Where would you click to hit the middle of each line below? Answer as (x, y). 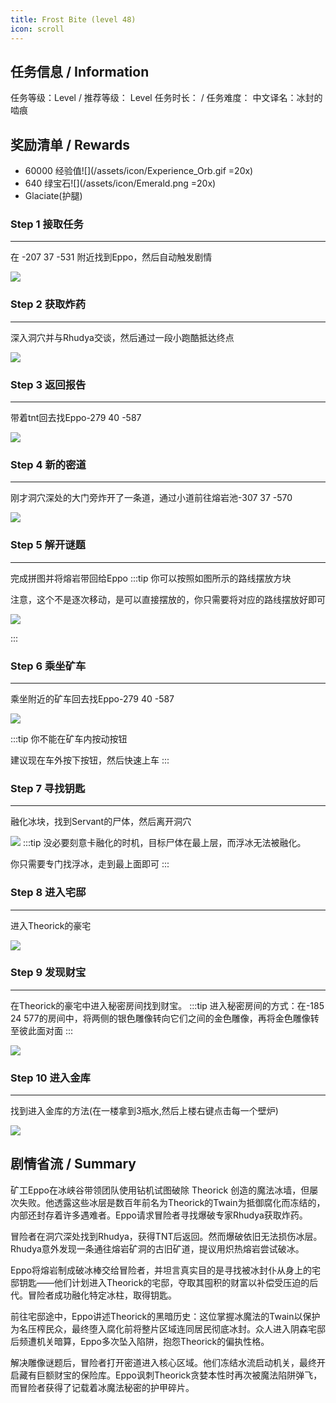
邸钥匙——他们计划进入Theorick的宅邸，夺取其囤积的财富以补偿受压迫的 (160, 1282)
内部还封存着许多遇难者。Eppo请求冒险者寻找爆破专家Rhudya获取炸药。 (159, 1215)
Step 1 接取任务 (47, 224)
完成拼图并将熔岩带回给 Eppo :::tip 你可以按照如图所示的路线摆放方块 (151, 578)
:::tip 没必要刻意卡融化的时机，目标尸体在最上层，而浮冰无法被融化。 (164, 843)
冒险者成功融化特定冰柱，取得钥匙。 (102, 1295)
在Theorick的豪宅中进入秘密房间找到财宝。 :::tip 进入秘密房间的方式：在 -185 (167, 1005)
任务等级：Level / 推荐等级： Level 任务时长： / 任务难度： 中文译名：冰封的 (166, 98)
